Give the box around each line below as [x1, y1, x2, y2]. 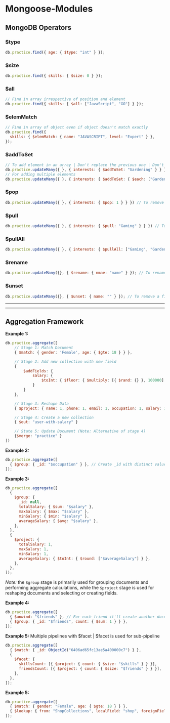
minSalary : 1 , [18, 551, 49, 557]
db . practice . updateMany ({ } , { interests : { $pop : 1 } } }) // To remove [5, 200, 164, 205]
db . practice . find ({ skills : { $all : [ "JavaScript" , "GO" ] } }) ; [5, 102, 144, 107]
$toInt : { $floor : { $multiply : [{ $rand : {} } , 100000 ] [41, 378, 164, 383]
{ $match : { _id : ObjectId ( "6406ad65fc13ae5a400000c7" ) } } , [10, 647, 142, 653]
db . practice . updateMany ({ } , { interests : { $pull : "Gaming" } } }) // [5, 224, 159, 229]
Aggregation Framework [5, 317, 84, 326]
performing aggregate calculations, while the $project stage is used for [5, 585, 154, 591]
